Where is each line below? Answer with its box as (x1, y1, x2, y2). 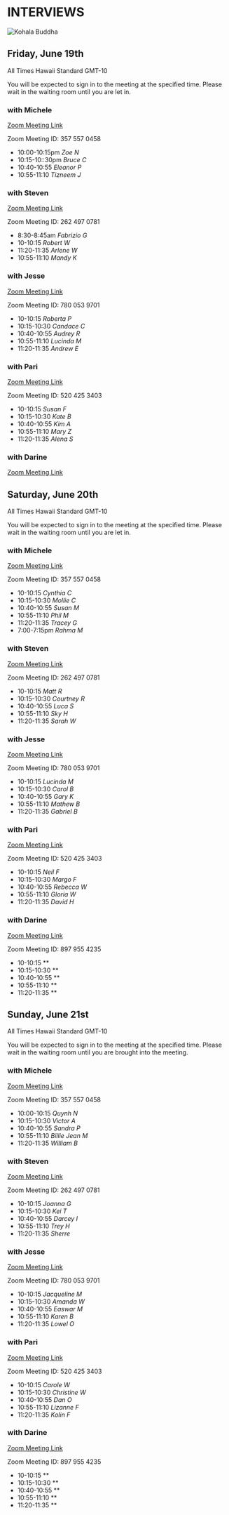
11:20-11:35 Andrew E (17, 344, 79, 352)
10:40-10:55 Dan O (17, 1395, 72, 1404)
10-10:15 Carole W (17, 1380, 70, 1389)
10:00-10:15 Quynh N (17, 1109, 78, 1117)
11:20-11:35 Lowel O (17, 1320, 75, 1328)
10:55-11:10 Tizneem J (17, 171, 82, 179)
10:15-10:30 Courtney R (17, 694, 85, 703)
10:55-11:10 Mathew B (17, 800, 81, 808)
